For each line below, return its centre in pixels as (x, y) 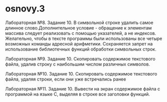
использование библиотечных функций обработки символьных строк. (81, 49)
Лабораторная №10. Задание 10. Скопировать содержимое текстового (81, 73)
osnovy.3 (25, 9)
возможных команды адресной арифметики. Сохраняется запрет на (79, 43)
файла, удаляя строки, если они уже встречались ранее (66, 79)
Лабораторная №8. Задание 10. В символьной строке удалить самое (79, 22)
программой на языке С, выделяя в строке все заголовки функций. (78, 94)
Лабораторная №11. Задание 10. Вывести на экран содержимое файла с (83, 88)
